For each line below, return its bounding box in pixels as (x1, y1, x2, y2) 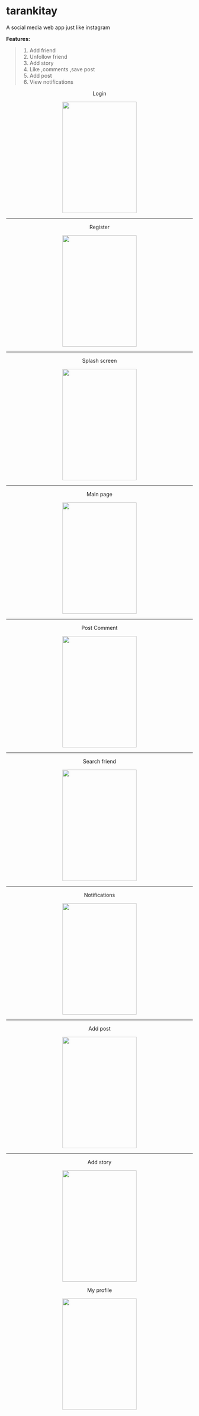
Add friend (29, 46, 56, 54)
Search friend (82, 758, 117, 765)
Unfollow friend (29, 53, 68, 60)
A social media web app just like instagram (6, 24, 111, 31)
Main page (86, 490, 113, 498)
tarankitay (6, 4, 58, 18)
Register (89, 223, 110, 230)
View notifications (29, 78, 74, 85)
